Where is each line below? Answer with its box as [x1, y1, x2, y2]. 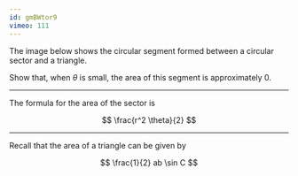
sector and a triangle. [9, 55, 87, 65]
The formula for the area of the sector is [9, 97, 155, 108]
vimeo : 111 [9, 21, 50, 30]
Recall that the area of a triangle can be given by [9, 140, 186, 150]
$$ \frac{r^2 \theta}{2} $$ [101, 114, 197, 125]
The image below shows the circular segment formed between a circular [9, 45, 275, 56]
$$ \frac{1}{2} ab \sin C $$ [100, 157, 198, 168]
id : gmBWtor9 [9, 12, 58, 22]
